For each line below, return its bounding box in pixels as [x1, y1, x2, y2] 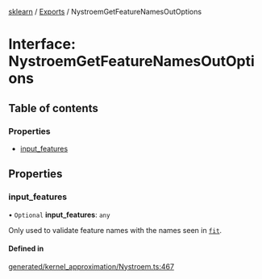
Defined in [8, 244, 44, 253]
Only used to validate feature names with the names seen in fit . [8, 225, 222, 235]
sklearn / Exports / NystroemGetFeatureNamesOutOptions [8, 7, 202, 16]
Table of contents [8, 101, 98, 115]
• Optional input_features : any [8, 210, 110, 219]
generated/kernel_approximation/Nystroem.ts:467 [8, 261, 175, 271]
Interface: [8, 35, 77, 53]
